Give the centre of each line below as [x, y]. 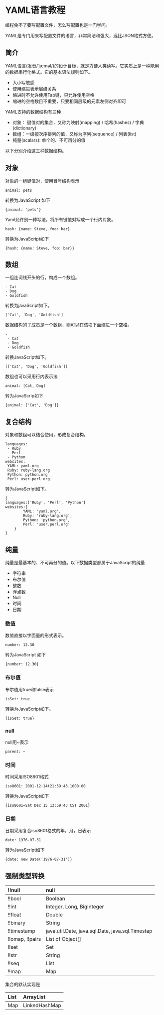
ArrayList [34, 997]
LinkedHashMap [42, 1006]
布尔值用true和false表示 [30, 689]
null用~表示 [17, 742]
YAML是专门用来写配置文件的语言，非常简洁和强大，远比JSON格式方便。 [81, 35]
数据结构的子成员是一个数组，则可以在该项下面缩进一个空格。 [69, 325]
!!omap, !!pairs [24, 939]
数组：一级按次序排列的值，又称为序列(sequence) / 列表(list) [74, 134]
